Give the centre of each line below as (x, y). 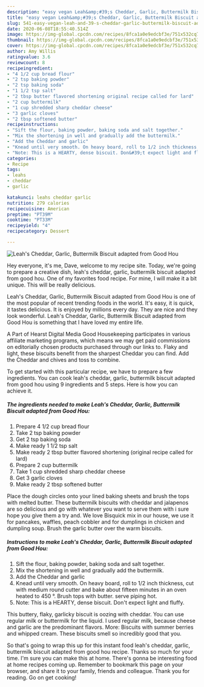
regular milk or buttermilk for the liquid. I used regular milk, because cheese (101, 620)
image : (15, 35)
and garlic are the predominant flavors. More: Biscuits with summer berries (100, 627)
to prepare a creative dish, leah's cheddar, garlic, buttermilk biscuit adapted (101, 272)
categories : (22, 158)
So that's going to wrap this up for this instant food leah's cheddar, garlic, (98, 645)
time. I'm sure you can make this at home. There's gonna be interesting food (102, 658)
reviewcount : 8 (26, 62)
